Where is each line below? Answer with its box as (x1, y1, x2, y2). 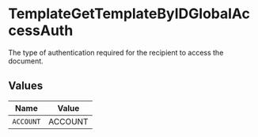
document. (8, 56, 44, 66)
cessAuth (8, 21, 74, 40)
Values (8, 79, 44, 93)
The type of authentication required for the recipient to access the (8, 48, 224, 57)
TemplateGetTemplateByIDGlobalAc (8, 5, 251, 23)
